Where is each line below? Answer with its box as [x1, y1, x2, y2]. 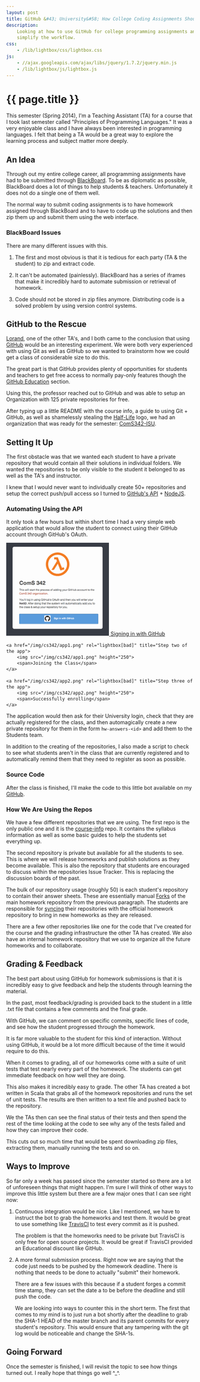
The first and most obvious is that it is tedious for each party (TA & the [14, 254, 187, 261]
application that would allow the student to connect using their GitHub [6, 524, 177, 532]
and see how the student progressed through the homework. [6, 1023, 156, 1030]
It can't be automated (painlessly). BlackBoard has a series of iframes [14, 271, 186, 279]
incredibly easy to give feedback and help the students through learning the [6, 981, 192, 988]
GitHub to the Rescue [6, 319, 87, 329]
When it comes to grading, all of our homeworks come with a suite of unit [6, 1059, 186, 1066]
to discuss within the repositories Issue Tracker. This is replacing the [6, 868, 174, 876]
